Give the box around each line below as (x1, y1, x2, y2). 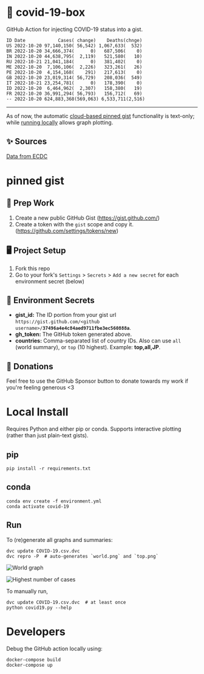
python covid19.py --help (6, 605, 72, 611)
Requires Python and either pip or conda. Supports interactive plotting (6, 425, 182, 433)
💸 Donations (6, 361, 53, 372)
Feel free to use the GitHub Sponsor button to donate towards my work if (6, 377, 189, 385)
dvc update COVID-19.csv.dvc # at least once (6, 599, 126, 605)
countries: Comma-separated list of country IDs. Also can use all (15, 337, 181, 344)
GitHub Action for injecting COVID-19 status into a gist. (6, 26, 143, 33)
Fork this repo (15, 265, 50, 272)
